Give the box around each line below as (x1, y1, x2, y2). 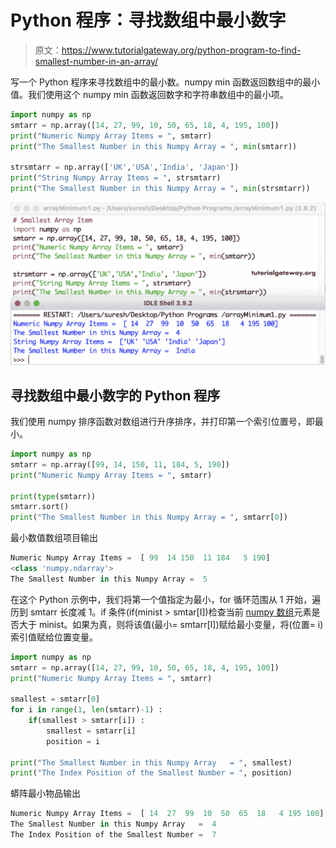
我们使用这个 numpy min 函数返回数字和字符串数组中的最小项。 (27, 88, 289, 100)
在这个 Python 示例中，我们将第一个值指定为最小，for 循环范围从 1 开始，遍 (10, 593, 322, 605)
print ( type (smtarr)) (10, 491, 97, 501)
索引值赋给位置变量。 (10, 631, 98, 643)
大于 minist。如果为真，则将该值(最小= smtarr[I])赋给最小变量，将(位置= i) (18, 618, 324, 630)
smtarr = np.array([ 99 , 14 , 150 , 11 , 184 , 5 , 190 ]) (10, 459, 230, 470)
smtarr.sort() (10, 502, 70, 512)
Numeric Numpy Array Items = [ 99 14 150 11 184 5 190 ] (10, 553, 271, 563)
